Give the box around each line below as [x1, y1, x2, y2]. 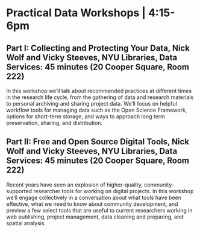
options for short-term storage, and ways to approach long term [6, 113, 166, 120]
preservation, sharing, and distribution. [6, 120, 103, 126]
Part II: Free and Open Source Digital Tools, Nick [6, 136, 190, 147]
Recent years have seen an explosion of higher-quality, [6, 181, 143, 188]
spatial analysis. [6, 219, 46, 226]
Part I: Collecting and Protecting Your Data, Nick [6, 43, 190, 53]
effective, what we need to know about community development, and [6, 200, 178, 208]
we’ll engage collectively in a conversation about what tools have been [6, 194, 182, 201]
